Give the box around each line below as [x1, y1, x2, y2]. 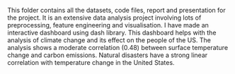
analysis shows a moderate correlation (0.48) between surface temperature [7, 44, 229, 51]
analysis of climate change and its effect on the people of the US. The [7, 36, 211, 44]
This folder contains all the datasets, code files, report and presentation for [7, 6, 227, 14]
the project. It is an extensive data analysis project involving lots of [7, 13, 202, 22]
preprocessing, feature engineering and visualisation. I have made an [7, 21, 209, 29]
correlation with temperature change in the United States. [7, 58, 175, 66]
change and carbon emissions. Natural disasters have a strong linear [7, 51, 208, 59]
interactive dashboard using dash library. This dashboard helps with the [7, 28, 217, 37]
